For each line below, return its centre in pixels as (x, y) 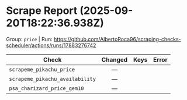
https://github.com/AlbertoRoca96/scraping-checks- (117, 39)
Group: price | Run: (29, 39)
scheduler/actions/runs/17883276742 (51, 45)
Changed (115, 59)
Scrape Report (42, 11)
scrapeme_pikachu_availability (53, 79)
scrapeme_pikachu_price (42, 69)
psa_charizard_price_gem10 (46, 88)
